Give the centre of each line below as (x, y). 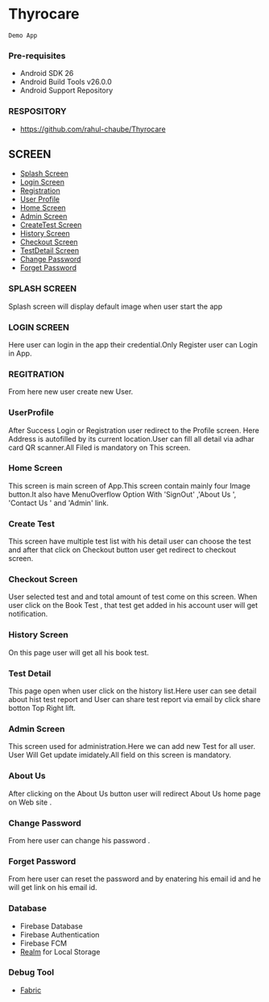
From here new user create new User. (71, 392)
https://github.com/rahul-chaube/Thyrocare (93, 129)
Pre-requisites (37, 56)
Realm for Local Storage (60, 951)
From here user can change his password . (79, 840)
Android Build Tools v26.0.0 (66, 82)
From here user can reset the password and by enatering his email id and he (135, 879)
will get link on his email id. (53, 888)
